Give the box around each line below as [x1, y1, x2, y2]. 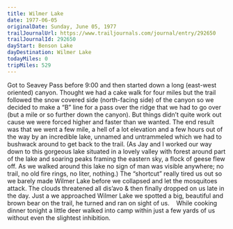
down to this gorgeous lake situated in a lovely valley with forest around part [7, 147, 226, 155]
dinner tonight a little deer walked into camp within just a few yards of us [7, 206, 216, 214]
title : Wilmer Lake [7, 10, 64, 17]
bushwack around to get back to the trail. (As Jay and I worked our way [7, 139, 212, 148]
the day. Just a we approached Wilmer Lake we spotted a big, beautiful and [7, 192, 224, 200]
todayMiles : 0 [7, 56, 49, 62]
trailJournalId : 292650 [7, 36, 77, 43]
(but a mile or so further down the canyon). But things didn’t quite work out [7, 110, 222, 119]
